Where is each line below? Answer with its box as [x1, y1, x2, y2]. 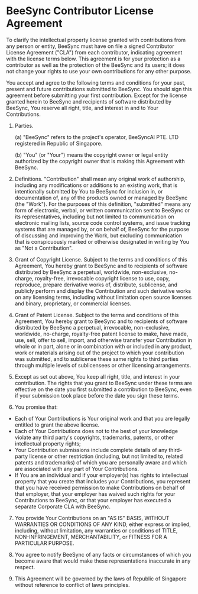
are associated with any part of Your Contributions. [14, 465, 139, 472]
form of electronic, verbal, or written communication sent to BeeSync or [14, 206, 190, 214]
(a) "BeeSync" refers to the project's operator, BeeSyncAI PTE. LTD [14, 133, 179, 140]
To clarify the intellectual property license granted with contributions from [6, 36, 186, 43]
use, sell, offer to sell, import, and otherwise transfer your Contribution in [14, 336, 192, 344]
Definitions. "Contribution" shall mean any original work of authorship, [14, 175, 186, 182]
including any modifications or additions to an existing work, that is [14, 182, 178, 189]
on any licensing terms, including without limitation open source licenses [14, 293, 192, 301]
